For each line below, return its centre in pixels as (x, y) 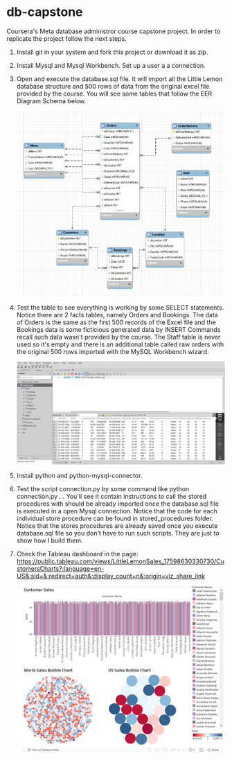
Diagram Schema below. (51, 100)
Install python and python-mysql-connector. (79, 476)
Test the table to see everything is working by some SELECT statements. (120, 307)
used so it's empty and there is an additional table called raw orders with (120, 344)
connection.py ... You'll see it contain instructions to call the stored (111, 497)
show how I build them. (50, 540)
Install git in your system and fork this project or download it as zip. (112, 52)
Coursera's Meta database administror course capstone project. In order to (114, 31)
